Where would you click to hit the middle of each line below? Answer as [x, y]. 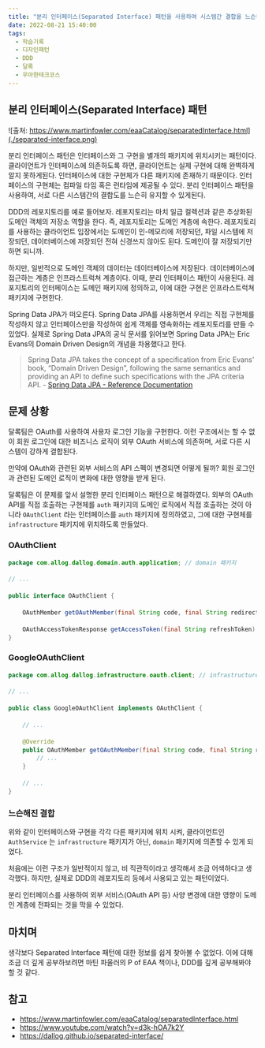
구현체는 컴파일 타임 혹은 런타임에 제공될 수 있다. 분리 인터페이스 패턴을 [145, 185]
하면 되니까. [26, 251]
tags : [17, 33]
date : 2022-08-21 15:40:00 [52, 25]
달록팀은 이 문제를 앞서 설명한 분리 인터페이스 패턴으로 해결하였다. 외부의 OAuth [131, 495]
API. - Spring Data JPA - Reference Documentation [110, 384]
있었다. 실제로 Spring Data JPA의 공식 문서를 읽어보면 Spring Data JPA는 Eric [129, 334]
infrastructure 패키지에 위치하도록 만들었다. [78, 524]
